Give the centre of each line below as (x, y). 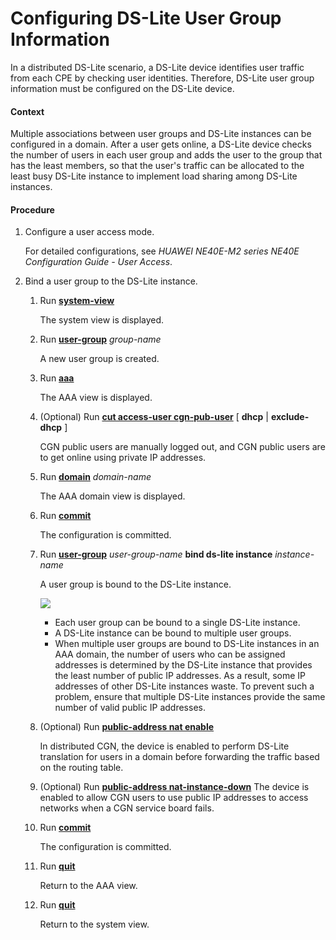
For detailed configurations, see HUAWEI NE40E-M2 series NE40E (162, 251)
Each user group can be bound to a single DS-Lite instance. (177, 623)
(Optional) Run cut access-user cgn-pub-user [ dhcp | (154, 417)
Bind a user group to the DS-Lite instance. (111, 281)
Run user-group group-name (100, 339)
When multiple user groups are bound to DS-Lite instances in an (187, 644)
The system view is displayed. (102, 320)
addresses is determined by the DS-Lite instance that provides (183, 665)
